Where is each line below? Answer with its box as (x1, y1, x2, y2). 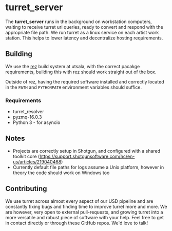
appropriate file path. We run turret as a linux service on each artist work (5, 29, 159, 35)
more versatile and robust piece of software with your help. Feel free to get (5, 214, 164, 220)
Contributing (5, 184, 47, 193)
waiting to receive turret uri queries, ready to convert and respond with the (5, 24, 163, 30)
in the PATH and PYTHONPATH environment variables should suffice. (5, 84, 142, 90)
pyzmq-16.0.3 (12, 114, 42, 120)
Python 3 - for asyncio (12, 119, 61, 125)
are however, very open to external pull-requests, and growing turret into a (5, 209, 163, 215)
